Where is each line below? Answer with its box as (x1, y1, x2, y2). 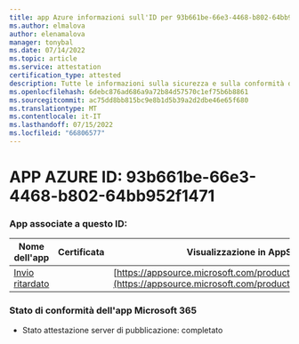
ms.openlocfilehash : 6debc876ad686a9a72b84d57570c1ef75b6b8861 (9, 87, 249, 96)
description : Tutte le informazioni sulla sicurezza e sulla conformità (9, 79, 285, 88)
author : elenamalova (9, 29, 86, 38)
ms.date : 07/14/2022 (9, 46, 86, 55)
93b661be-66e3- (125, 167, 256, 188)
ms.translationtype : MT (9, 104, 98, 113)
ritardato (13, 277, 50, 290)
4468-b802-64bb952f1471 (9, 186, 215, 206)
